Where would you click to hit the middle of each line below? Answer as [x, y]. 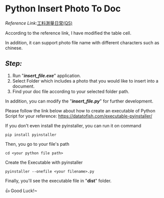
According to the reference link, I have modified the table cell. [68, 33]
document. [23, 86]
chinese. [14, 48]
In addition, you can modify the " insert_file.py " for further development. [79, 101]
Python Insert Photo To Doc [63, 9]
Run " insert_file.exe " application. [46, 76]
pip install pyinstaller [31, 135]
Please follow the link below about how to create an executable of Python [80, 110]
